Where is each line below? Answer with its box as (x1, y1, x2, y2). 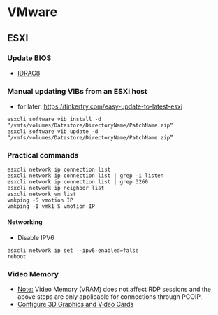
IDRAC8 (17, 69, 41, 77)
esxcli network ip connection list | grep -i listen (7, 172, 164, 179)
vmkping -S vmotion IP (7, 197, 73, 204)
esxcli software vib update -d (7, 128, 99, 135)
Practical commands (7, 150, 79, 160)
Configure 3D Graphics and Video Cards (17, 300, 134, 308)
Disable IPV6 (17, 233, 54, 241)
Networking (7, 218, 43, 226)
